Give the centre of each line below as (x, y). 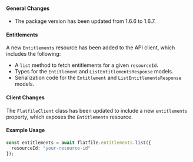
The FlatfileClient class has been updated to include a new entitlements (97, 110)
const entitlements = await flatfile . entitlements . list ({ (79, 143)
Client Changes (26, 97)
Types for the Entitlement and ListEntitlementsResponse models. (94, 72)
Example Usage (26, 130)
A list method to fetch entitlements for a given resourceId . (86, 65)
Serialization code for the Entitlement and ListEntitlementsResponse (98, 78)
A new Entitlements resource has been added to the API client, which (91, 48)
